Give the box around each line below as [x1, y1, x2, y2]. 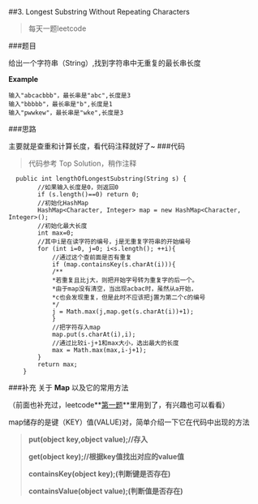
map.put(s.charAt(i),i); [51, 330, 136, 338]
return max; [37, 360, 79, 368]
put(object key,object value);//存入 [28, 434, 148, 444]
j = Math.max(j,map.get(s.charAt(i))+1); [51, 308, 195, 316]
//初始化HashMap [37, 199, 89, 207]
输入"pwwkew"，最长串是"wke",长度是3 [8, 109, 124, 117]
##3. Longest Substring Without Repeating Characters [8, 7, 191, 16]
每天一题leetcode [28, 24, 87, 33]
